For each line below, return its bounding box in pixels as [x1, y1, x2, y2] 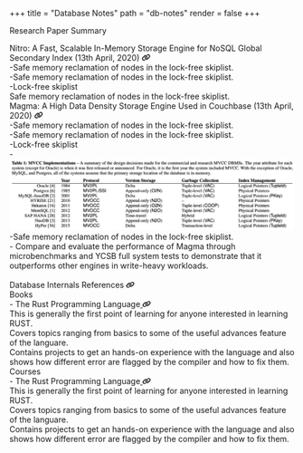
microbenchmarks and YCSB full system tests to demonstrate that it [9, 251, 262, 262]
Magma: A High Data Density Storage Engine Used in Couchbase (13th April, [9, 101, 294, 111]
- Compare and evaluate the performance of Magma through [9, 241, 236, 252]
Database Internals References [9, 280, 125, 291]
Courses [9, 366, 42, 377]
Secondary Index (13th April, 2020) [9, 53, 140, 63]
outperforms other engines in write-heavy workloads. [9, 260, 209, 271]
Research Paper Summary [9, 25, 107, 35]
